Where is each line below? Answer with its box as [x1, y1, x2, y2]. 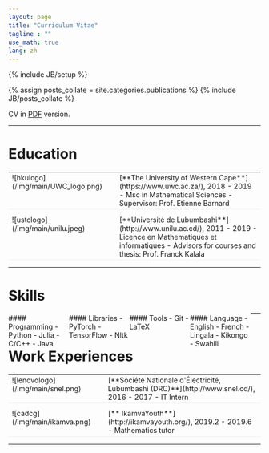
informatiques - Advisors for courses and [118, 241, 256, 250]
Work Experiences [8, 347, 134, 365]
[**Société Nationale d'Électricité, [107, 375, 221, 385]
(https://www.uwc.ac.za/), [118, 181, 206, 191]
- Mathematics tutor [107, 426, 175, 435]
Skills [8, 287, 46, 305]
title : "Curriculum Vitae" [8, 21, 98, 30]
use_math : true [8, 38, 59, 47]
